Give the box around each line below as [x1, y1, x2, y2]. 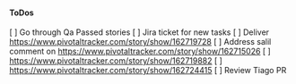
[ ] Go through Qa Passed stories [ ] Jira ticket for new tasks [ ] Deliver [9, 27, 270, 38]
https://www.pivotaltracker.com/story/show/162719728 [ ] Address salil [9, 37, 272, 47]
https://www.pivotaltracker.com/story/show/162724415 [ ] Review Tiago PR [9, 65, 287, 76]
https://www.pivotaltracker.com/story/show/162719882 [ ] [9, 55, 222, 66]
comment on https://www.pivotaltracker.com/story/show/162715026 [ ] [9, 46, 271, 57]
